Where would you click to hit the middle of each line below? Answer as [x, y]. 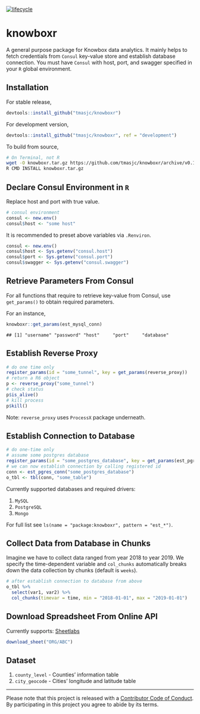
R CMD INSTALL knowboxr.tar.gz [45, 169]
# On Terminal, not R [33, 157]
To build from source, [32, 147]
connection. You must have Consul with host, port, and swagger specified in [99, 62]
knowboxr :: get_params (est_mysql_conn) [54, 324]
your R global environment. [39, 69]
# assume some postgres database [48, 455]
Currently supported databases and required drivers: [71, 489]
